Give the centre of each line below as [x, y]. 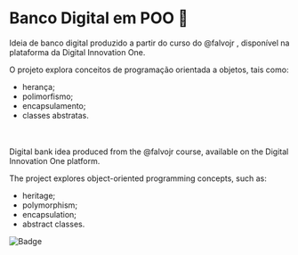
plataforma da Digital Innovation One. [77, 52]
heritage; [39, 195]
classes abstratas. [55, 115]
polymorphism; [50, 205]
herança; [38, 86]
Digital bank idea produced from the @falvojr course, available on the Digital [149, 152]
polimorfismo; [48, 96]
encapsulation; [49, 214]
